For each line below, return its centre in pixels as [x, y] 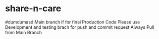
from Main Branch [24, 32]
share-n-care [33, 9]
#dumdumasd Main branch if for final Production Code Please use [73, 22]
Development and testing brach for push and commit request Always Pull [80, 27]
